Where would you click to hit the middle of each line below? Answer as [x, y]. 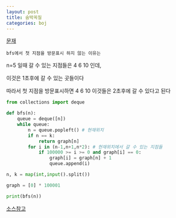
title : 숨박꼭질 [24, 17]
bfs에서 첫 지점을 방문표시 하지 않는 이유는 [54, 54]
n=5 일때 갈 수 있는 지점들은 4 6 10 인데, [54, 65]
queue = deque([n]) [42, 119]
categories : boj [27, 23]
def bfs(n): [21, 113]
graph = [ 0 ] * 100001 [33, 185]
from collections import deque [46, 102]
